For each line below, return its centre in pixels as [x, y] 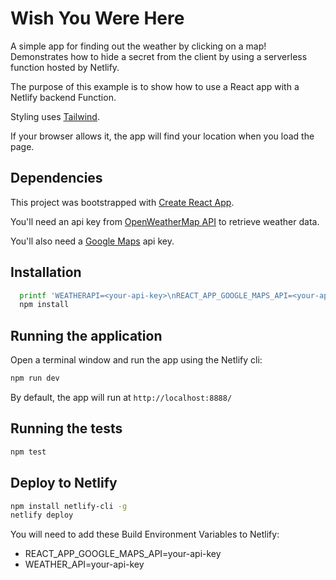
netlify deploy [42, 515]
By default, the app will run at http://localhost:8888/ [121, 397]
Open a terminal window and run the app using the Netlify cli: [136, 360]
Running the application [86, 335]
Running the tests [66, 428]
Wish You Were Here [97, 18]
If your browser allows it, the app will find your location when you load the [162, 136]
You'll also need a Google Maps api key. [92, 241]
